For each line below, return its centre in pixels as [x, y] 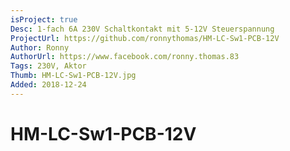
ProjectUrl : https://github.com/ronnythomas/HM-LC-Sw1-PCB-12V [145, 38]
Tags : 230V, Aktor [48, 66]
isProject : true [44, 19]
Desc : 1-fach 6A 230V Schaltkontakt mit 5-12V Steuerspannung [142, 29]
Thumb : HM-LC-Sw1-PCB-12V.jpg [73, 76]
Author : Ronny [40, 47]
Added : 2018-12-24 [48, 85]
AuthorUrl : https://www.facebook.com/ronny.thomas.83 [125, 57]
